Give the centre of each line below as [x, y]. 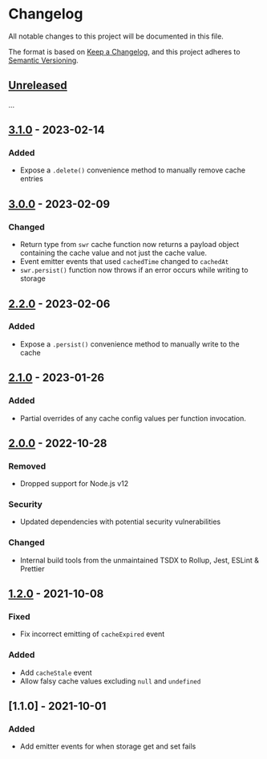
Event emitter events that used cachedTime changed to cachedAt [124, 262]
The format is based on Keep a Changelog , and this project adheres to [124, 51]
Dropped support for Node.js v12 [74, 484]
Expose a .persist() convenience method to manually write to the [129, 344]
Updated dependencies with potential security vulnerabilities [120, 522]
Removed [27, 466]
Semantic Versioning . [43, 60]
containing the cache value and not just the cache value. [113, 253]
